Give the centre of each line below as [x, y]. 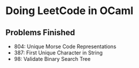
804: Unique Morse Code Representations [65, 46]
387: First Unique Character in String [58, 53]
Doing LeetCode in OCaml [69, 11]
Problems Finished [40, 33]
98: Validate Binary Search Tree [52, 59]
